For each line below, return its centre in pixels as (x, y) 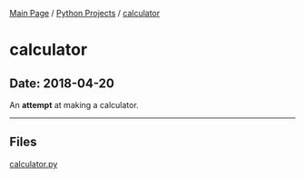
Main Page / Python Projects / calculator (85, 13)
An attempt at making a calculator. (74, 105)
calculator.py (34, 163)
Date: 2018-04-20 (62, 83)
